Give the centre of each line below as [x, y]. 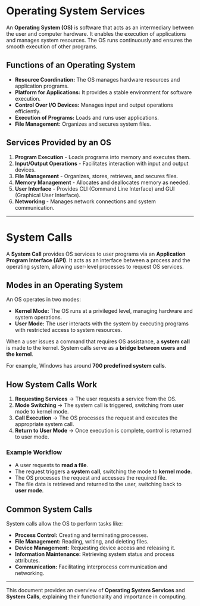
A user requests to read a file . [51, 465]
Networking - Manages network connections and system [85, 201]
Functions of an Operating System [71, 65]
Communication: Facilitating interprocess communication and [91, 567]
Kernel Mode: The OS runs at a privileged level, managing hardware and [104, 311]
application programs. [42, 86]
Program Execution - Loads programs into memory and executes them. [103, 157]
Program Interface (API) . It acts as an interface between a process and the [98, 260]
